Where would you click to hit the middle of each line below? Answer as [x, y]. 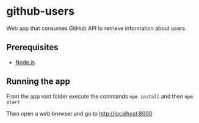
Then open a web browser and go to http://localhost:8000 [79, 113]
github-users [41, 11]
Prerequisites [32, 47]
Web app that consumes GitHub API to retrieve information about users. [97, 28]
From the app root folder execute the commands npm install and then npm [100, 96]
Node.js [25, 62]
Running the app [38, 82]
